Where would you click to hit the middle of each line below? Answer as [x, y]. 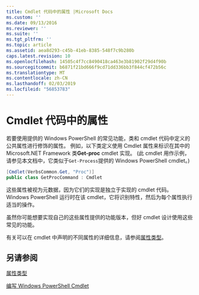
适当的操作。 [22, 204]
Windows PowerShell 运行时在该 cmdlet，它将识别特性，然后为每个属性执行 [99, 197]
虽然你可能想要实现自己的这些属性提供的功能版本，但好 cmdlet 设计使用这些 [99, 217]
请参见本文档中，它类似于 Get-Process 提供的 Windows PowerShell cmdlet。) [98, 160]
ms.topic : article [29, 45]
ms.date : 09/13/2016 [32, 23]
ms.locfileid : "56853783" [38, 89]
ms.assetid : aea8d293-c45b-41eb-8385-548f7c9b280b [70, 51]
